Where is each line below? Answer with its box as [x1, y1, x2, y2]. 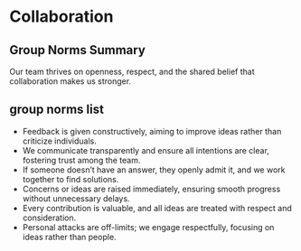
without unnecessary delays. [22, 192, 130, 204]
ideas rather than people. [22, 231, 117, 242]
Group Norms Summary [9, 42, 146, 58]
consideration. [22, 212, 77, 223]
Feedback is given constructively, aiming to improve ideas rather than [22, 125, 282, 136]
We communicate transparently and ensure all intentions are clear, [22, 144, 269, 155]
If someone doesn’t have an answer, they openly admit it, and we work [22, 164, 286, 175]
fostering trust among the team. [22, 154, 141, 165]
